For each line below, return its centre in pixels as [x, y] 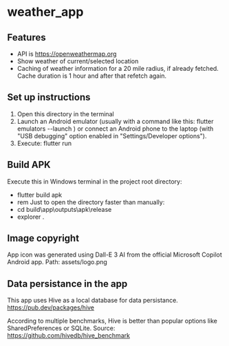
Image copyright [43, 238]
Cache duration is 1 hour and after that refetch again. [92, 76]
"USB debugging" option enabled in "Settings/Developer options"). [112, 136]
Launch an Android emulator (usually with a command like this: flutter [115, 121]
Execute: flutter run [44, 143]
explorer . [31, 217]
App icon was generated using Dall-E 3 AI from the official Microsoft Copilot [115, 255]
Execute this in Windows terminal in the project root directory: [95, 181]
